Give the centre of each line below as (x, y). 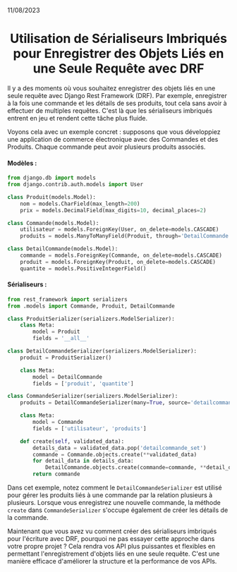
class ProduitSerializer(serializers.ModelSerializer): (91, 319)
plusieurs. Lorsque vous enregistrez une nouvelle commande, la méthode (114, 503)
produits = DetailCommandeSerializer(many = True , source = (105, 403)
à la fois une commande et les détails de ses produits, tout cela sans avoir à (117, 103)
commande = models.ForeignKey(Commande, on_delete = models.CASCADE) (121, 256)
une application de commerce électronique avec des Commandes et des (113, 139)
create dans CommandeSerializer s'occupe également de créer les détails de (118, 510)
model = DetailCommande (67, 377)
